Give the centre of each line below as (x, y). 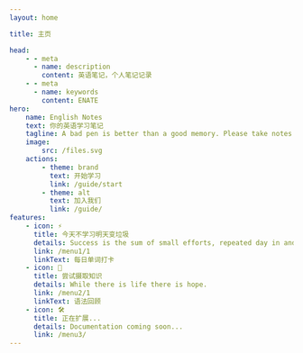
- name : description (72, 67)
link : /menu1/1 (62, 251)
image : (38, 142)
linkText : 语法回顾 (67, 301)
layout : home (34, 18)
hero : (19, 109)
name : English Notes (64, 117)
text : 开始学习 (75, 176)
